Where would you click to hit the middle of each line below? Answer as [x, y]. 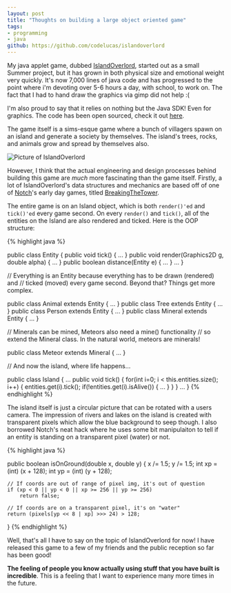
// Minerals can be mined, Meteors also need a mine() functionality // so [109, 332]
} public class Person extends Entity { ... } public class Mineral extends [107, 311]
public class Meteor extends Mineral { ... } [67, 353]
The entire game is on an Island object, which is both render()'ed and [106, 206]
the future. [22, 583]
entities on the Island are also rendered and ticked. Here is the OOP [103, 221]
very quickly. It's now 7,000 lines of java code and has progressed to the [110, 80]
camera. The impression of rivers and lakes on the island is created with [109, 415]
